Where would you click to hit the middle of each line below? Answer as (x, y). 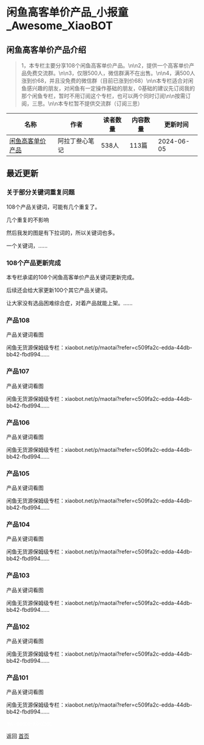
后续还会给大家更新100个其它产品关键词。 (59, 290)
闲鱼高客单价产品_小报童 (67, 12)
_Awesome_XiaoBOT (60, 26)
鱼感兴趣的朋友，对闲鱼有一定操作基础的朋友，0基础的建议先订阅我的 (108, 88)
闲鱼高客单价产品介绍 (46, 50)
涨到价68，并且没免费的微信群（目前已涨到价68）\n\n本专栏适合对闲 (107, 81)
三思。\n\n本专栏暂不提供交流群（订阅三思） (87, 103)
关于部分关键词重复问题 (40, 192)
